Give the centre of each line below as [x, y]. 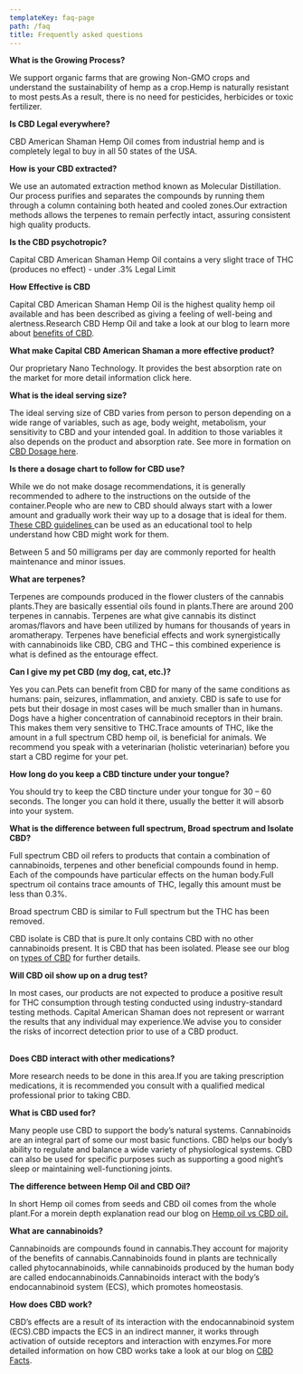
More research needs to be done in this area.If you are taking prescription [147, 1076]
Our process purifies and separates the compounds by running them [137, 196]
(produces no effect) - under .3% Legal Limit [93, 270]
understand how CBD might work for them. [89, 535]
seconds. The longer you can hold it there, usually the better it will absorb [147, 801]
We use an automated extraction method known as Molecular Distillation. [145, 186]
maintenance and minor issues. [68, 562]
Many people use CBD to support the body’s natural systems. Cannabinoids [150, 1131]
